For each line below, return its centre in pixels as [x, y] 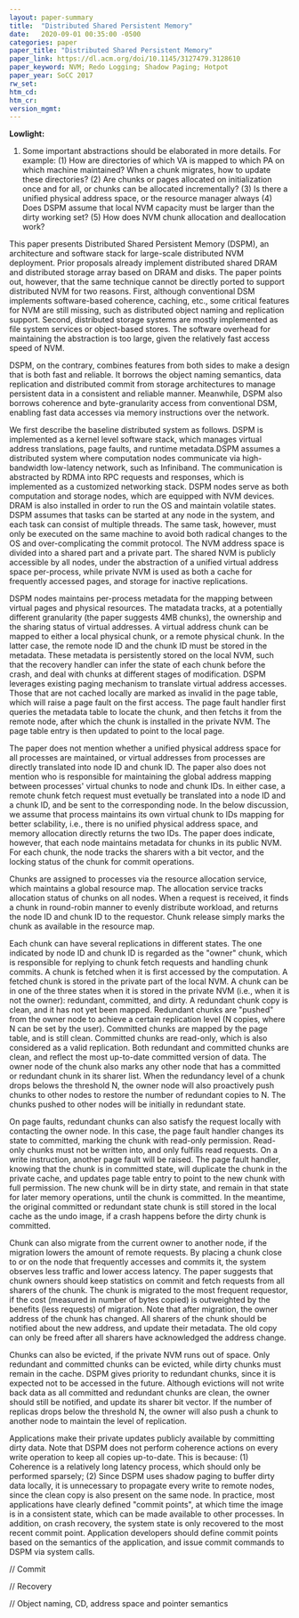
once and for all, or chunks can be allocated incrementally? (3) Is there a [155, 189]
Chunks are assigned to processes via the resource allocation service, [138, 879]
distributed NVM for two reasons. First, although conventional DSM [132, 291]
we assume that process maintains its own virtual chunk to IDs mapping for [147, 815]
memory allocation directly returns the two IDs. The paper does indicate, [142, 833]
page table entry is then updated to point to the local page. [117, 731]
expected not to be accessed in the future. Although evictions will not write [147, 1383]
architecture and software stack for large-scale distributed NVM [127, 254]
